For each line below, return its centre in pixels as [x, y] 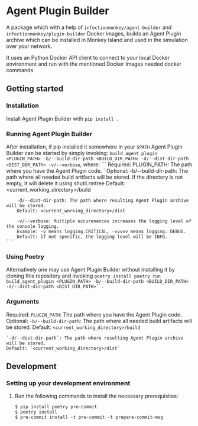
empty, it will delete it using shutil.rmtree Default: [66, 183]
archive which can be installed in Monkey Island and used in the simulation [97, 40]
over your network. [29, 46]
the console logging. [33, 226]
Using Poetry [25, 257]
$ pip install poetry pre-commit [56, 407]
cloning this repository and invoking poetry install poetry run [83, 276]
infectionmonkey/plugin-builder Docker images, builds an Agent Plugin [94, 33]
